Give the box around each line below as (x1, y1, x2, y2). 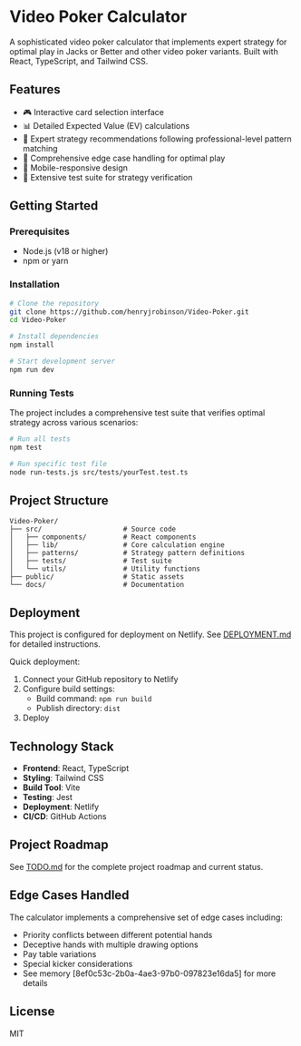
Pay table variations (22, 948, 97, 959)
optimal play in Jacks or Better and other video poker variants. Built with (9, 45, 278, 56)
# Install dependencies (9, 332, 100, 341)
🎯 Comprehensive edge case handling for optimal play (22, 152, 226, 163)
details (22, 977, 48, 988)
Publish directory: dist (35, 703, 121, 714)
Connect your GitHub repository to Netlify (22, 674, 179, 685)
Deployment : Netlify (22, 801, 100, 813)
